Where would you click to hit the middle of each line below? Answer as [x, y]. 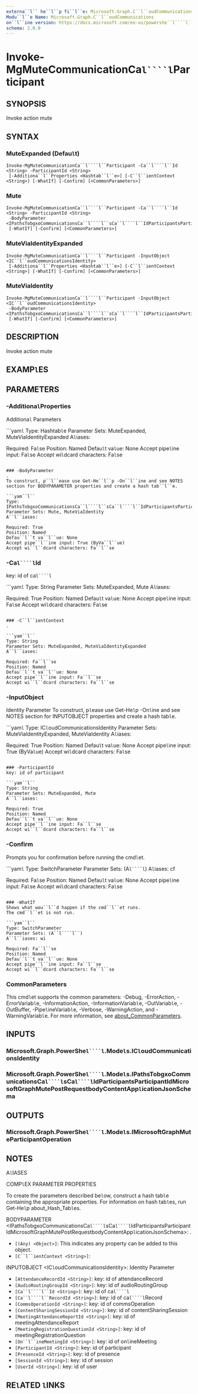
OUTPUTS [25, 1115]
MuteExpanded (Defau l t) [43, 153]
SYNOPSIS [26, 104]
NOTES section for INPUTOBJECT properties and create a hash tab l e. [91, 716]
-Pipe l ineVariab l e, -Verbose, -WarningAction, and [93, 1009]
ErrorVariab [20, 1003]
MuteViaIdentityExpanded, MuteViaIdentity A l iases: [69, 734]
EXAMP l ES [27, 370]
